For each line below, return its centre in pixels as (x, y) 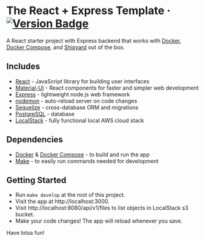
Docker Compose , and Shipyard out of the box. (66, 47)
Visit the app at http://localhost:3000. (62, 201)
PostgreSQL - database (45, 113)
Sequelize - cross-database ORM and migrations (77, 107)
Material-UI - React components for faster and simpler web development (107, 88)
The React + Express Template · (88, 11)
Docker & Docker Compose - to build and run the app (82, 155)
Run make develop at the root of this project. (70, 195)
